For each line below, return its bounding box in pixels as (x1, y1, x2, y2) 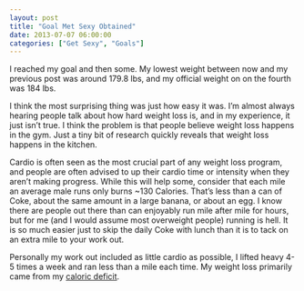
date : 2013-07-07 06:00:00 (9, 30, 112, 39)
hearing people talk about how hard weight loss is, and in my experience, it (9, 110, 290, 121)
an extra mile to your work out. (9, 234, 125, 246)
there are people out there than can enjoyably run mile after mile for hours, (9, 206, 289, 216)
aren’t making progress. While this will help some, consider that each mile (9, 176, 286, 187)
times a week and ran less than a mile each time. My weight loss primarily (16, 261, 293, 273)
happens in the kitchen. (9, 139, 97, 150)
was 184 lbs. (9, 83, 56, 94)
